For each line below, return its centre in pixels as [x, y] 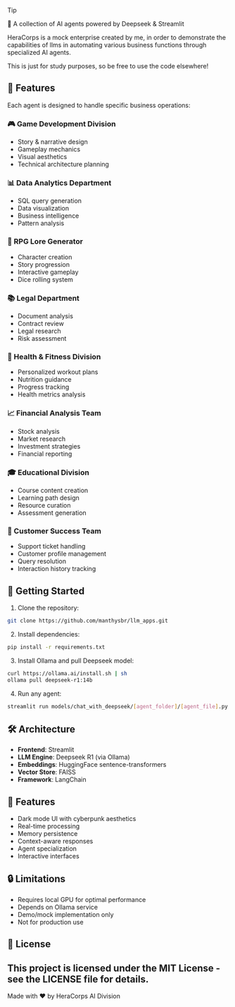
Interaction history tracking [57, 569]
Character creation [45, 257]
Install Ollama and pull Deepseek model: [76, 661]
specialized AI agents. [39, 52]
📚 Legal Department [43, 298]
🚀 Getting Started [46, 591]
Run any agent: [39, 694]
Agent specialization [47, 849]
